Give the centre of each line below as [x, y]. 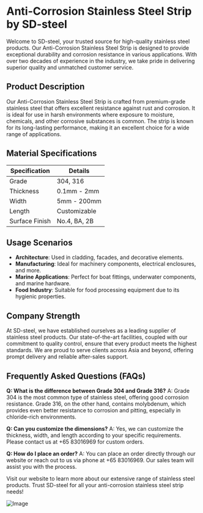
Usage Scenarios [39, 243]
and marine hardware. [43, 283]
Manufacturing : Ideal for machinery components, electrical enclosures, [105, 264]
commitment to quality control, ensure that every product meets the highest [102, 344]
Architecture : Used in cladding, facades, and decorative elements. [99, 257]
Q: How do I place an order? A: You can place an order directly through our [101, 453]
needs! [15, 492]
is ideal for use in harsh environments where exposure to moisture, [90, 114]
